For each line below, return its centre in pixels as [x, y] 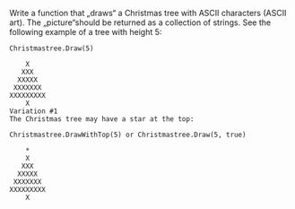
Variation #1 [34, 111]
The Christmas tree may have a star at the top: [102, 119]
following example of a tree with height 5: [86, 32]
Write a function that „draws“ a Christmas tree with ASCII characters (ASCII [148, 13]
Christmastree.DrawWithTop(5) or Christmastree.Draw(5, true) [128, 135]
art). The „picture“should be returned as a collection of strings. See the [140, 22]
